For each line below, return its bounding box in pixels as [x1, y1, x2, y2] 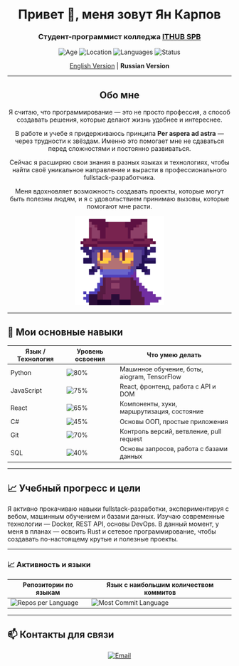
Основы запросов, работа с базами [119, 445, 228, 453]
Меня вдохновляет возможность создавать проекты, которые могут [15, 187, 224, 196]
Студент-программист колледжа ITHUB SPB [38, 32, 201, 42]
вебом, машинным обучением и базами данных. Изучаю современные [7, 512, 225, 521]
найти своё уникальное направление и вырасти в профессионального [11, 166, 228, 174]
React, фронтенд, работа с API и [119, 382, 216, 391]
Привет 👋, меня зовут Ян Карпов [18, 6, 221, 23]
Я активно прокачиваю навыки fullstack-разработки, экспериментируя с [7, 504, 230, 513]
